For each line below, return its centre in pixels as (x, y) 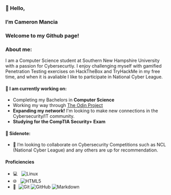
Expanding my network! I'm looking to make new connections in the (85, 111)
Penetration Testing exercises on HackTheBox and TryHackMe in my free (83, 72)
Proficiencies (20, 162)
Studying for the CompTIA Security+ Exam (59, 122)
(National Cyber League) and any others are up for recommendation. (85, 150)
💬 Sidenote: (18, 133)
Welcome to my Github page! (42, 35)
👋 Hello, (15, 8)
